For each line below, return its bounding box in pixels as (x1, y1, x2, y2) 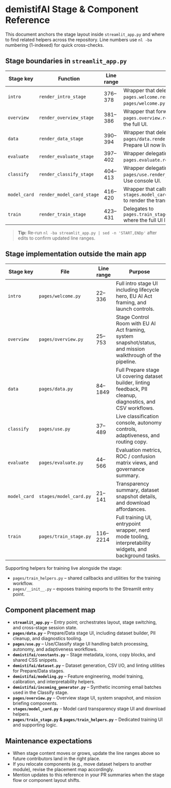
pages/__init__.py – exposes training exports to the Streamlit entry (12, 586, 154, 592)
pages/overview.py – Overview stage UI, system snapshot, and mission (12, 695, 161, 701)
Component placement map (5, 605, 96, 614)
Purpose (129, 268, 150, 275)
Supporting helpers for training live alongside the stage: (5, 565, 122, 571)
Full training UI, (116, 514, 152, 521)
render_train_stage (39, 211, 87, 217)
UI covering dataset (116, 372, 163, 380)
